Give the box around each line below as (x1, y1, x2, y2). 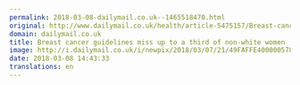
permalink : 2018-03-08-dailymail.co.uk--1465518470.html (9, 12, 226, 22)
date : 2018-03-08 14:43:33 (9, 54, 110, 63)
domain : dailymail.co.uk (9, 29, 102, 38)
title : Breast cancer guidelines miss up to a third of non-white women (9, 37, 286, 47)
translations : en (9, 63, 74, 72)
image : (9, 46, 34, 55)
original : (9, 21, 46, 30)
